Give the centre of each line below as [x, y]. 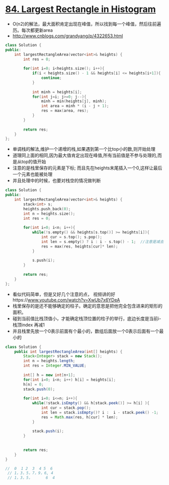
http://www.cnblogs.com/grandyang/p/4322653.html [68, 36]
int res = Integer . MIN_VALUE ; [55, 366]
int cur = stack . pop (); [66, 408]
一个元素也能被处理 [32, 174]
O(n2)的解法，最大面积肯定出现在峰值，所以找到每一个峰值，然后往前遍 [87, 24]
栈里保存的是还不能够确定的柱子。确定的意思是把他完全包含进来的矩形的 [87, 306]
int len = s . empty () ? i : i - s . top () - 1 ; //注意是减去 [102, 241]
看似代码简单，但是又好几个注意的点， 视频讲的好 [64, 294]
